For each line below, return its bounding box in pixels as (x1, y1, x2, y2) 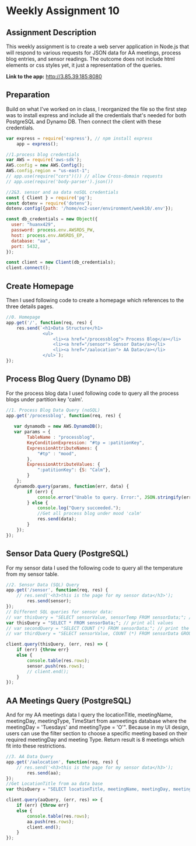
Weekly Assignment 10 (6, 4, 120, 18)
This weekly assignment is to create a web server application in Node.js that (6, 43, 190, 50)
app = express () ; (16, 141, 59, 147)
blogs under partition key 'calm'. (6, 395, 83, 402)
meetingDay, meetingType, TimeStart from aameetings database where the (6, 718, 187, 725)
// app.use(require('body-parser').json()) (6, 179, 114, 185)
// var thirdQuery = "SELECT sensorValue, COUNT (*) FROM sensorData (6, 631, 179, 637)
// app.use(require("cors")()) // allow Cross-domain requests (6, 173, 163, 179)
